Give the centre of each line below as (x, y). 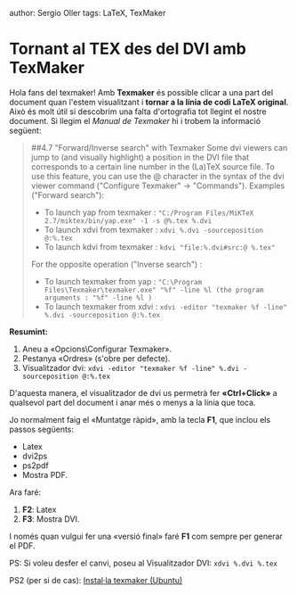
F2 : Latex (39, 509)
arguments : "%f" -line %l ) (98, 298)
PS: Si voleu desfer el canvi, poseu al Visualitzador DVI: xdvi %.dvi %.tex (144, 563)
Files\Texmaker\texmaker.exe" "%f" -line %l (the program (154, 290)
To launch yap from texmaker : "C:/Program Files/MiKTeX (149, 212)
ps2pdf (35, 465)
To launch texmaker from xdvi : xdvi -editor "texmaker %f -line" (165, 306)
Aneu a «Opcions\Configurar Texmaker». (96, 349)
